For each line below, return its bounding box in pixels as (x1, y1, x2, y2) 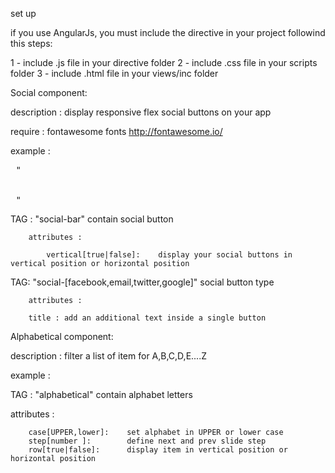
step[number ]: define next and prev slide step (28, 436, 267, 446)
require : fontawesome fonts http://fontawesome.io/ (10, 126, 223, 137)
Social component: (10, 87, 88, 98)
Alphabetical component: (10, 331, 114, 342)
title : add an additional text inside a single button (28, 313, 267, 323)
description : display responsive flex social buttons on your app (10, 106, 272, 118)
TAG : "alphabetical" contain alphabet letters (10, 389, 193, 400)
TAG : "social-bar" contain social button (10, 213, 174, 225)
